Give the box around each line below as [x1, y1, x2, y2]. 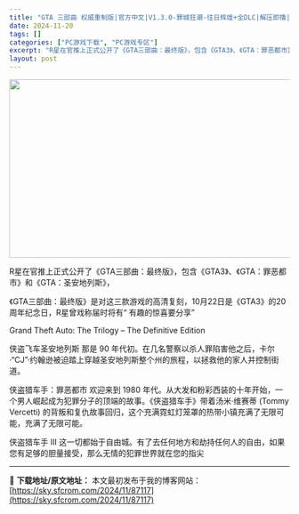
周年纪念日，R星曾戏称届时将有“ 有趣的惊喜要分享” [9, 308, 196, 317]
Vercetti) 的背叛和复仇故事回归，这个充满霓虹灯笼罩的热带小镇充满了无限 [9, 406, 277, 417]
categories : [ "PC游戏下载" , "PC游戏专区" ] [9, 37, 158, 47]
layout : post [9, 54, 58, 63]
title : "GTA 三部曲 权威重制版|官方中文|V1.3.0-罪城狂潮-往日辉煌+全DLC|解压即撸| [9, 12, 291, 22]
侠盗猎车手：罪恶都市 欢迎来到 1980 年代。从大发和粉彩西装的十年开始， [9, 384, 276, 395]
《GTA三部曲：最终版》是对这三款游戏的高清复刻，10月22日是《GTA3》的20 [9, 296, 287, 307]
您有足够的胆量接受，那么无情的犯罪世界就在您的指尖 [9, 448, 205, 458]
